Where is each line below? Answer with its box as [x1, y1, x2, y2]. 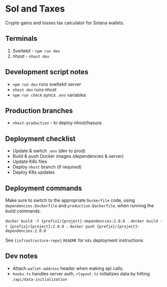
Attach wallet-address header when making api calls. [12, 265, 124, 271]
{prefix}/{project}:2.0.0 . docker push [10, 224, 95, 229]
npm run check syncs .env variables [12, 92, 87, 98]
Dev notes [5, 252, 38, 260]
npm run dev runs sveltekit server [12, 81, 82, 87]
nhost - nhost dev [12, 53, 49, 59]
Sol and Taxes [5, 3, 65, 15]
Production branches [5, 106, 73, 115]
